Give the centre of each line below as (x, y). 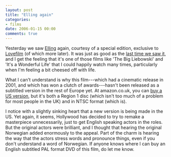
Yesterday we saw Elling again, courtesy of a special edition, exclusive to (82, 48)
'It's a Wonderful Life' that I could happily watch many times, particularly (81, 64)
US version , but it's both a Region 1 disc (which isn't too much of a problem (84, 96)
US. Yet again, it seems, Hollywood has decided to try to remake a (75, 117)
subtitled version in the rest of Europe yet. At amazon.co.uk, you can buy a (84, 90)
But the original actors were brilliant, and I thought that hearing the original (83, 127)
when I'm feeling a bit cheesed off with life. (51, 70)
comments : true (21, 34)
